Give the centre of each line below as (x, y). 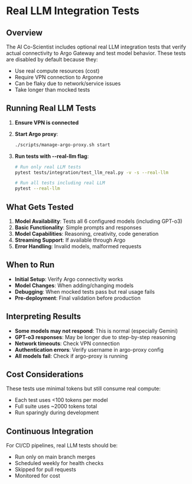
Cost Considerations (45, 374)
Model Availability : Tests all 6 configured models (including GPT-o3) (98, 221)
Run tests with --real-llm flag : (52, 156)
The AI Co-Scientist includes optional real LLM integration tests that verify (96, 47)
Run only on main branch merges (55, 457)
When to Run (30, 265)
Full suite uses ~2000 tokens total (56, 407)
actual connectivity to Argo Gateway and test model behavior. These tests (96, 53)
